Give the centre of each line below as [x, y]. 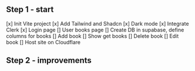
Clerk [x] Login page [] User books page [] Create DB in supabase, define [95, 30]
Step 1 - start [30, 10]
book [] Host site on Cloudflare [43, 42]
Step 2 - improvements [49, 61]
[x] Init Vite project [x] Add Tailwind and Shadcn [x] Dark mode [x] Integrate [97, 23]
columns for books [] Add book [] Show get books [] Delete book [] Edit [93, 36]
